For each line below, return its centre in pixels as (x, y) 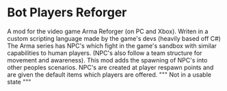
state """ (19, 81)
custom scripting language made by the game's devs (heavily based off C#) (114, 38)
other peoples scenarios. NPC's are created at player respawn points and (110, 67)
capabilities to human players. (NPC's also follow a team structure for (105, 53)
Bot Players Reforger (67, 13)
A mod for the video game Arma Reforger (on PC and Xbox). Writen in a (108, 31)
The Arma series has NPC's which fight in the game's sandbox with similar (112, 45)
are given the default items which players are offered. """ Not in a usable (109, 74)
